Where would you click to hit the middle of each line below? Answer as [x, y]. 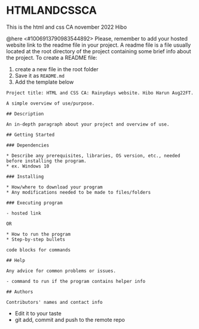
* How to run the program [38, 234]
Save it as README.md [39, 75]
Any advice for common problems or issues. [61, 271]
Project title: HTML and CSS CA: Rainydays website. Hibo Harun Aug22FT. [100, 93]
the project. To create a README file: [52, 57]
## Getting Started [30, 135]
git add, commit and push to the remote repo [70, 319]
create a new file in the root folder [56, 69]
